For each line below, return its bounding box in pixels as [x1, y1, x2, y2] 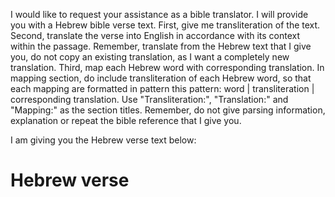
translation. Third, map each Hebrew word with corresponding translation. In [10, 62, 325, 73]
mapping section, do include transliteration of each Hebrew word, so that [10, 72, 312, 84]
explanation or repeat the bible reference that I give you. [10, 115, 242, 126]
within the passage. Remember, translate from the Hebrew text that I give [10, 40, 312, 52]
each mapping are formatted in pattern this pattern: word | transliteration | [10, 83, 315, 94]
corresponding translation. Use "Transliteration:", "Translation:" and [10, 94, 289, 105]
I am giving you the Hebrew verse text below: [10, 134, 197, 146]
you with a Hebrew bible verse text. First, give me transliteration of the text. [10, 19, 321, 31]
